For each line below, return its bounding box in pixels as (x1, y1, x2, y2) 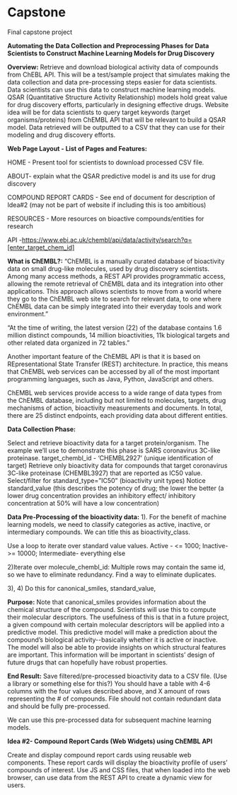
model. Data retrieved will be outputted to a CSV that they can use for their (7, 123, 225, 131)
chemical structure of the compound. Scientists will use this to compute (7, 605, 216, 613)
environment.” (7, 309, 48, 318)
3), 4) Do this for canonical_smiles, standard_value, (7, 584, 156, 592)
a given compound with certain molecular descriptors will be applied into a (7, 620, 225, 628)
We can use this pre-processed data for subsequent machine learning (7, 716, 212, 724)
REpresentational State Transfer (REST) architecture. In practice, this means (7, 360, 229, 368)
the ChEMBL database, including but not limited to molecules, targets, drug (7, 396, 226, 404)
